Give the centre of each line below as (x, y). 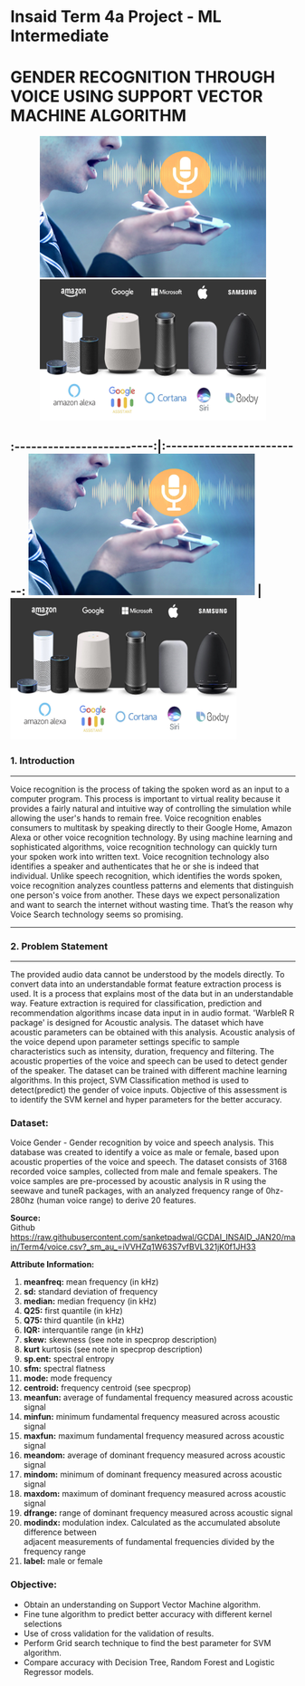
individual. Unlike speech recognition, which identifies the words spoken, (147, 875)
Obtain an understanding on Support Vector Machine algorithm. (142, 1604)
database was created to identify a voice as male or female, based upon (145, 1152)
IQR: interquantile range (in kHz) (83, 1330)
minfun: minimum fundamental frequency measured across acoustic (152, 1417)
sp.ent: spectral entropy (69, 1359)
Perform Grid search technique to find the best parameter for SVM (147, 1643)
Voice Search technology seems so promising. (97, 914)
